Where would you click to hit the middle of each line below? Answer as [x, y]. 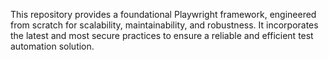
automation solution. [52, 46]
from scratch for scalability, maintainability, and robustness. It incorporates [164, 25]
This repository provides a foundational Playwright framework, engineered [163, 14]
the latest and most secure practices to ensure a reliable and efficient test [162, 35]
